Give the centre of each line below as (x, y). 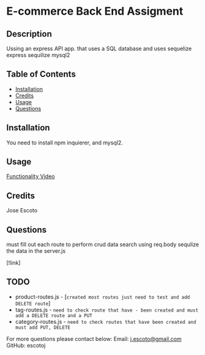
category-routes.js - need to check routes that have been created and (106, 321)
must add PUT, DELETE (43, 327)
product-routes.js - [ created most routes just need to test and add (102, 297)
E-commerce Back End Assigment (95, 11)
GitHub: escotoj (26, 345)
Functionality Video (31, 176)
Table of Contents (41, 74)
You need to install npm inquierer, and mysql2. (65, 143)
